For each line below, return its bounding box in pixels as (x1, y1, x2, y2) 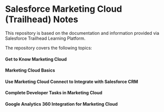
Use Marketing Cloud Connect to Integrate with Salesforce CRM (5, 79, 138, 84)
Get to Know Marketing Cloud (5, 56, 67, 62)
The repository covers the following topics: (5, 45, 92, 51)
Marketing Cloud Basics (5, 67, 55, 73)
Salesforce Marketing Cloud (5, 3, 122, 15)
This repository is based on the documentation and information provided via (5, 30, 160, 36)
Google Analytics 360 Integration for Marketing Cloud (5, 101, 118, 107)
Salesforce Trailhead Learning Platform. (5, 35, 86, 41)
